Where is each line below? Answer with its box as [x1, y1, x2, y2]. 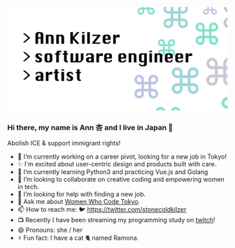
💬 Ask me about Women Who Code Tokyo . [17, 198, 141, 206]
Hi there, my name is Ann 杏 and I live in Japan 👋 [7, 122, 173, 132]
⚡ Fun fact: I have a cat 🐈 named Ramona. [17, 234, 139, 242]
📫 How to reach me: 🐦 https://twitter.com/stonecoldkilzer [17, 205, 187, 214]
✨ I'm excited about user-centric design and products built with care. [17, 160, 217, 168]
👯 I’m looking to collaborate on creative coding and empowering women [17, 175, 225, 184]
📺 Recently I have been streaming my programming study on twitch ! [17, 216, 215, 224]
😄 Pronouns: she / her [17, 226, 83, 234]
